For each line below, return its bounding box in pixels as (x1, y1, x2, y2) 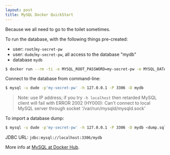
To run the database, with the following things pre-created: (5, 36, 128, 42)
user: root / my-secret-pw (12, 46, 63, 52)
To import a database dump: (5, 115, 64, 121)
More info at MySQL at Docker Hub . (5, 144, 80, 150)
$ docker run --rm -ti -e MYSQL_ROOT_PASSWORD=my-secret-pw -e (5, 67, 142, 72)
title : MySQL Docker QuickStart (5, 12, 73, 17)
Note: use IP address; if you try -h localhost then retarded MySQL (17, 95, 157, 101)
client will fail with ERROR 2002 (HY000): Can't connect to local (17, 100, 151, 106)
